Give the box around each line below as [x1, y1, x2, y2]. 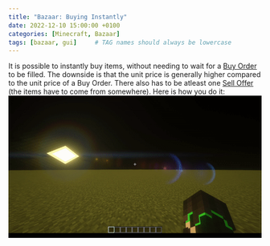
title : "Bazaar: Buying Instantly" [8, 13, 128, 21]
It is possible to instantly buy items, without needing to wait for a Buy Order [8, 61, 257, 71]
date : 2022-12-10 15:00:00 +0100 [8, 21, 121, 30]
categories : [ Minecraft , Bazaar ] [8, 30, 121, 38]
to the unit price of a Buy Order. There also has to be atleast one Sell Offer [8, 79, 254, 88]
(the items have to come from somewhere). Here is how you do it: [8, 87, 225, 96]
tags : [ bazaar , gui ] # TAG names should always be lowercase [8, 38, 231, 46]
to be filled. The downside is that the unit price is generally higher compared [8, 70, 261, 79]
